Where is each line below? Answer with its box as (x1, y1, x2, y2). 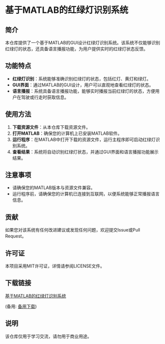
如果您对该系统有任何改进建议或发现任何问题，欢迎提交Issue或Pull (5, 227, 140, 233)
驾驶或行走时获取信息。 (21, 94, 69, 100)
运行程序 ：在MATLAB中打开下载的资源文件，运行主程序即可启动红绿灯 (12, 136, 156, 142)
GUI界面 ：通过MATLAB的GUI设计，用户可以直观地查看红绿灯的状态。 (12, 82, 154, 88)
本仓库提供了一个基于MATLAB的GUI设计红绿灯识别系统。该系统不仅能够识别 (5, 40, 161, 45)
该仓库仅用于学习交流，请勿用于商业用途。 (5, 333, 92, 339)
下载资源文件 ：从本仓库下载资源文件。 (12, 124, 90, 130)
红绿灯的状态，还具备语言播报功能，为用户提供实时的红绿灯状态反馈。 (5, 46, 148, 52)
